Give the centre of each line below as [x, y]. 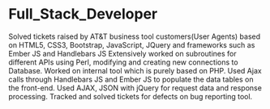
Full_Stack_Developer [83, 14]
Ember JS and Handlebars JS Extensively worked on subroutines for [122, 53]
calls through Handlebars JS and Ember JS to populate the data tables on [131, 79]
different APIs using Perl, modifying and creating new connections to [123, 62]
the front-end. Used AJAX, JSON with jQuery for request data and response [135, 88]
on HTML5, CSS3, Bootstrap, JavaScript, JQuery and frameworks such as [132, 44]
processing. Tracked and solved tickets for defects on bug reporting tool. [131, 96]
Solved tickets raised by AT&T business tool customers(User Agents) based [135, 36]
